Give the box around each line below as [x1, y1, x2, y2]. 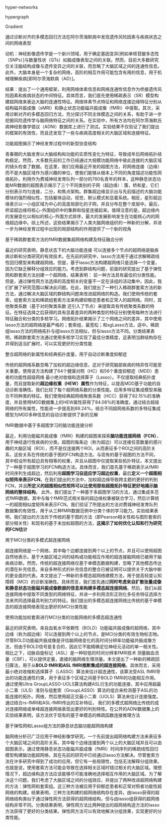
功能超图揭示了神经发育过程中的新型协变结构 [5, 141, 97, 146]
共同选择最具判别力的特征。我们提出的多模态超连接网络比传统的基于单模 [13, 598, 162, 603]
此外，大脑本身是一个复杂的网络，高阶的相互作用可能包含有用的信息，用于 [5, 69, 158, 75]
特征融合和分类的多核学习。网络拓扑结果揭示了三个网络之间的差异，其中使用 [5, 316, 162, 321]
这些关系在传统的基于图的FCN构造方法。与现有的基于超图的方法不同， [13, 451, 158, 457]
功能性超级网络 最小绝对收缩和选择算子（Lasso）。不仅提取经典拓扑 [13, 374, 152, 380]
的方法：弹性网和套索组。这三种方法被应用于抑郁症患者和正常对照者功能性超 [5, 783, 162, 789]
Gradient [5, 23, 23, 29]
